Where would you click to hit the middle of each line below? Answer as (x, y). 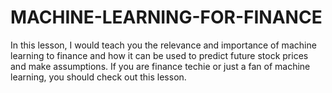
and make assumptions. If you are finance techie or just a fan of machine (160, 66)
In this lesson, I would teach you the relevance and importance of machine (163, 45)
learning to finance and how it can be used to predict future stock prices (159, 55)
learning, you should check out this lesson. (98, 77)
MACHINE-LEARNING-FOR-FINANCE (166, 17)
